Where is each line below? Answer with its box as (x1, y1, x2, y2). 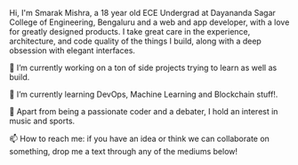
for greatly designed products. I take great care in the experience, (9, 27, 251, 36)
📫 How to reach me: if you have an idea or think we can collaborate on (9, 133, 270, 144)
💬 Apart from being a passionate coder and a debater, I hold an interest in (9, 106, 278, 116)
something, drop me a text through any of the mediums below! (9, 146, 238, 156)
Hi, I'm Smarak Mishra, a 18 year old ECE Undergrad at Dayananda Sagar (9, 8, 276, 18)
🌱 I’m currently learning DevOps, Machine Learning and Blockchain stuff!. (9, 89, 278, 99)
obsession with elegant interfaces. (9, 45, 136, 56)
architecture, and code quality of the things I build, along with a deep (9, 35, 262, 46)
